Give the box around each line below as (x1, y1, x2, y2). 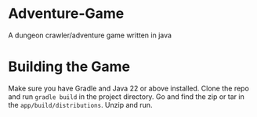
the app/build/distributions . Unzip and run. (8, 100, 153, 109)
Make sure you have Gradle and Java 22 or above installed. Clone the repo (8, 83, 249, 93)
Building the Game (8, 58, 131, 76)
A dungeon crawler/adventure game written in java (8, 30, 172, 40)
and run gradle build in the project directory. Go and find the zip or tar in (8, 91, 244, 101)
